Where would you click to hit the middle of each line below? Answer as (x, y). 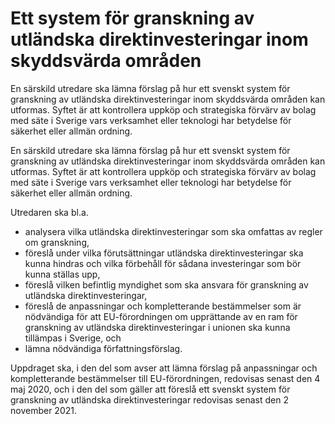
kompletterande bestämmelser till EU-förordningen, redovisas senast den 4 (165, 378)
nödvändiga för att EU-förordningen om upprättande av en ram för (161, 316)
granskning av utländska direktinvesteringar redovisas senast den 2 (149, 399)
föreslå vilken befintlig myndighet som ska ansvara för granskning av (166, 284)
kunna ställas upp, (62, 274)
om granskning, (57, 242)
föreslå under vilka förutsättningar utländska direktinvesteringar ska (164, 253)
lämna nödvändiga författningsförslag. (103, 348)
